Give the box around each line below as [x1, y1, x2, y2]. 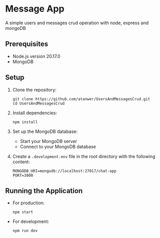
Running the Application [5, 186, 83, 195]
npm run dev [12, 228, 38, 233]
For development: [12, 218, 49, 225]
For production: [12, 200, 45, 206]
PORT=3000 [12, 173, 34, 178]
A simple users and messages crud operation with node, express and [5, 20, 149, 26]
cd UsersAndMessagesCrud [12, 101, 65, 106]
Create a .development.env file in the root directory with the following [12, 153, 155, 159]
